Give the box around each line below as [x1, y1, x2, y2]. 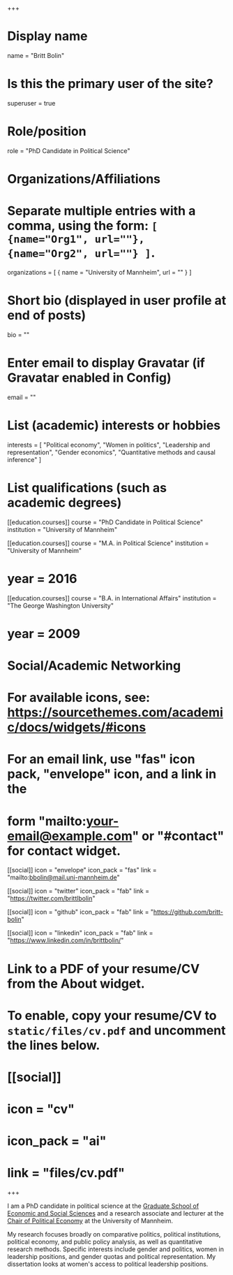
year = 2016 [7, 570, 78, 586]
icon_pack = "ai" [7, 1133, 107, 1149]
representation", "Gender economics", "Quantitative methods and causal [7, 448, 216, 456]
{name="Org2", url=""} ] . [7, 245, 156, 261]
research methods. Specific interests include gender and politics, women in [7, 1245, 225, 1253]
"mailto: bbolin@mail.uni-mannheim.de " [7, 873, 120, 881]
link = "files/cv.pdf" [7, 1165, 126, 1181]
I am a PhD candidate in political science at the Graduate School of [7, 1202, 200, 1210]
